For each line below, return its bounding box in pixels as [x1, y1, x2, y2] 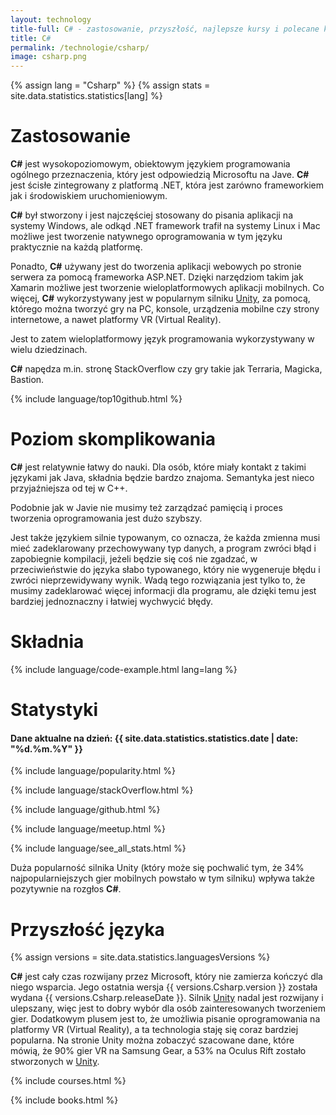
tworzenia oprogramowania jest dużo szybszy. [10, 512, 203, 524]
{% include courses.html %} [10, 1075, 127, 1087]
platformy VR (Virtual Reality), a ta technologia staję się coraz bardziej [10, 1024, 299, 1036]
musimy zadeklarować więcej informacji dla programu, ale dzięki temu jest [10, 585, 317, 596]
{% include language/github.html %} [10, 804, 161, 816]
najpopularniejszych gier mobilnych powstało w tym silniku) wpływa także [10, 872, 315, 885]
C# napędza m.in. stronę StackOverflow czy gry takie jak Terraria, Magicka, [10, 363, 323, 375]
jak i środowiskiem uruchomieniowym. [10, 190, 168, 202]
